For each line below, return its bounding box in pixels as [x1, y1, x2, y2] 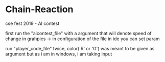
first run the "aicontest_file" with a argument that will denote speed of [5, 30, 152, 36]
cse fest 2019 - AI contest [5, 20, 60, 26]
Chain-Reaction [5, 4, 74, 15]
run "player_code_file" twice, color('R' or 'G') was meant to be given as [5, 45, 155, 51]
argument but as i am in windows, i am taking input [5, 51, 112, 57]
